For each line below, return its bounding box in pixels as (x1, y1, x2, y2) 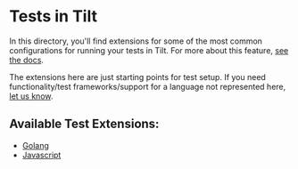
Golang (21, 140, 49, 150)
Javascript (21, 149, 62, 160)
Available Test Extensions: (9, 117, 160, 132)
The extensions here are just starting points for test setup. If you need (9, 71, 266, 82)
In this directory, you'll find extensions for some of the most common (9, 36, 263, 46)
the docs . (9, 54, 45, 65)
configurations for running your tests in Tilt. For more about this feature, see (9, 44, 289, 55)
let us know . (9, 91, 54, 101)
